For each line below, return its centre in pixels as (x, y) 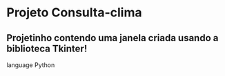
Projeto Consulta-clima (74, 13)
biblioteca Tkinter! (47, 48)
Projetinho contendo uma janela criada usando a (112, 38)
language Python (31, 65)
